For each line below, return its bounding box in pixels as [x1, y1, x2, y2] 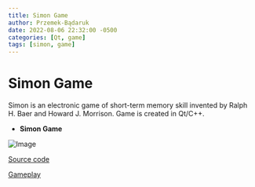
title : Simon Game [8, 11, 68, 20]
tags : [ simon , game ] [8, 41, 76, 49]
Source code [8, 155, 49, 164]
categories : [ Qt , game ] [8, 33, 86, 42]
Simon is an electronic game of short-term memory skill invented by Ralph [8, 101, 248, 110]
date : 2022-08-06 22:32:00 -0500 [8, 26, 118, 34]
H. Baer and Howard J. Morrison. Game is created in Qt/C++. [8, 109, 206, 119]
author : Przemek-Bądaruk [8, 19, 89, 27]
